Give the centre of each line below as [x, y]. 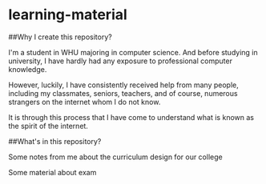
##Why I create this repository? [60, 37]
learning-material [68, 15]
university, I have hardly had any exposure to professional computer [120, 61]
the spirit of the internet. [48, 126]
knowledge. [28, 69]
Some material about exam [52, 172]
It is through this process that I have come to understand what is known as [131, 117]
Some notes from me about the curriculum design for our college [115, 157]
